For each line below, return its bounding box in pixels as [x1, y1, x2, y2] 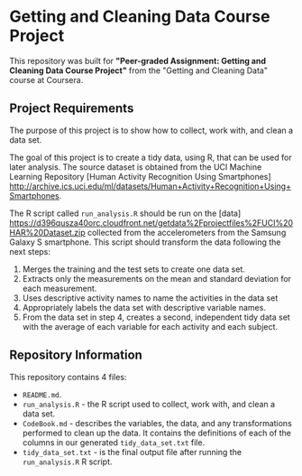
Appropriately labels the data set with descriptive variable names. [22, 302, 266, 313]
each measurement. [22, 283, 97, 294]
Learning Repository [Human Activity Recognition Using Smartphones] [9, 171, 272, 182]
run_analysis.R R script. [22, 456, 113, 467]
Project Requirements [9, 101, 134, 117]
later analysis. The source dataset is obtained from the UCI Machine [9, 161, 262, 173]
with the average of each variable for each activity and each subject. [22, 321, 278, 331]
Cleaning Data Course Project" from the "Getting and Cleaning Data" [9, 65, 269, 76]
